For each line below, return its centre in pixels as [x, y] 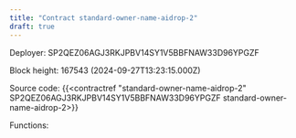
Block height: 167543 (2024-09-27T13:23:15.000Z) [105, 70]
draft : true [32, 27]
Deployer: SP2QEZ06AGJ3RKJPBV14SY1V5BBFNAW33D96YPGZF [135, 52]
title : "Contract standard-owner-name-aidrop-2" [104, 18]
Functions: [29, 125]
